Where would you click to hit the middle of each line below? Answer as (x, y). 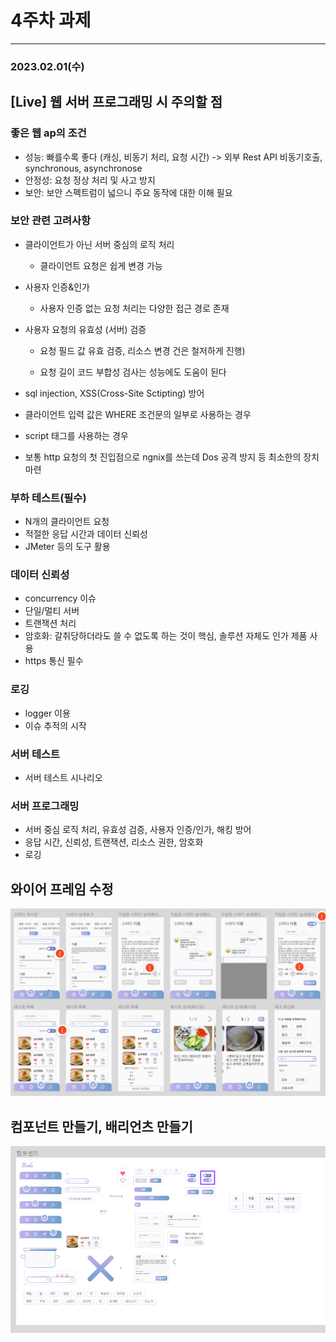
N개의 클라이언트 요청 (67, 522)
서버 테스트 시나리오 (63, 778)
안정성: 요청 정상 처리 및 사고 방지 (90, 180)
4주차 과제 (51, 20)
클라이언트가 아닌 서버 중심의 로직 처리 (99, 244)
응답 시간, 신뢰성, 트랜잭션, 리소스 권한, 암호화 (114, 842)
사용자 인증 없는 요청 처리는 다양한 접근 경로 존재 (134, 308)
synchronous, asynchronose (83, 168)
